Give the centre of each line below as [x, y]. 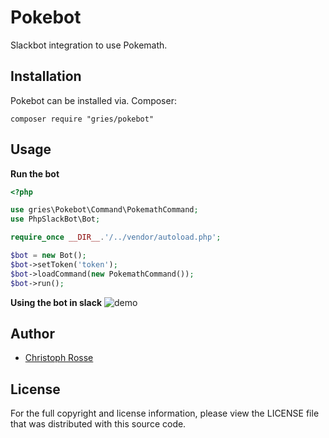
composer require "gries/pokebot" [82, 119]
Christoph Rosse [59, 358]
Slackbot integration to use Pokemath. [89, 45]
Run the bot [35, 173]
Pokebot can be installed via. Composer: [93, 100]
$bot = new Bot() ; [48, 256]
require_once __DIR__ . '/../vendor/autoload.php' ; [116, 237]
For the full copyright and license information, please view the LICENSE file [165, 413]
